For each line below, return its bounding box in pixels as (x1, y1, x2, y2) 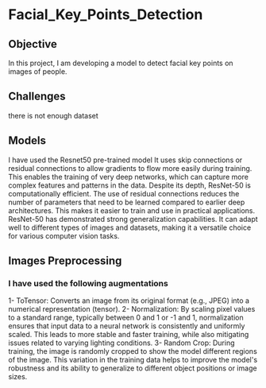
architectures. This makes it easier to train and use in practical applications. (8, 205, 256, 215)
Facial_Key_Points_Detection (8, 6, 203, 24)
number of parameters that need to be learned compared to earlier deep (8, 197, 245, 207)
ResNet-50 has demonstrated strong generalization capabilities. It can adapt (8, 214, 258, 223)
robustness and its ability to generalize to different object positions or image (8, 363, 257, 373)
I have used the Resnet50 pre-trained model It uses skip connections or (8, 155, 243, 165)
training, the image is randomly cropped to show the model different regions (8, 347, 258, 356)
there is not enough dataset (8, 111, 99, 120)
